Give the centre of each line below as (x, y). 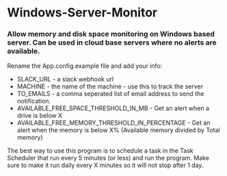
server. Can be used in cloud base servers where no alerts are (112, 42)
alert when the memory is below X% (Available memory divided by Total (118, 130)
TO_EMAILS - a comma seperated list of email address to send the (110, 94)
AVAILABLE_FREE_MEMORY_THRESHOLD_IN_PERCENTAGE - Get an (113, 123)
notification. (34, 101)
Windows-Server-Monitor (82, 13)
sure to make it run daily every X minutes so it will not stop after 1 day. (105, 165)
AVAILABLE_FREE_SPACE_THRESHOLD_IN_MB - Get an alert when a (113, 108)
